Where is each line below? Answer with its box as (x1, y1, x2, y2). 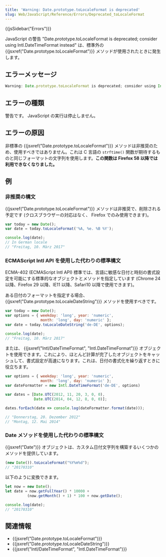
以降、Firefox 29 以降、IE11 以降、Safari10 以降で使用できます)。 (5, 282, 137, 288)
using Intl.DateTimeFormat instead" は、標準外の (5, 42, 104, 48)
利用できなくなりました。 (5, 161, 57, 167)
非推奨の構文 (5, 193, 36, 200)
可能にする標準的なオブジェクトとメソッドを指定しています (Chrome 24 (13, 276, 161, 282)
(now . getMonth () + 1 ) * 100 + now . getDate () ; (27, 494, 123, 498)
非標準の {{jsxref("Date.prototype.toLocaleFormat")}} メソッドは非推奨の (5, 142, 154, 149)
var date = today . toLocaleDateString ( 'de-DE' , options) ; (5, 322, 125, 327)
